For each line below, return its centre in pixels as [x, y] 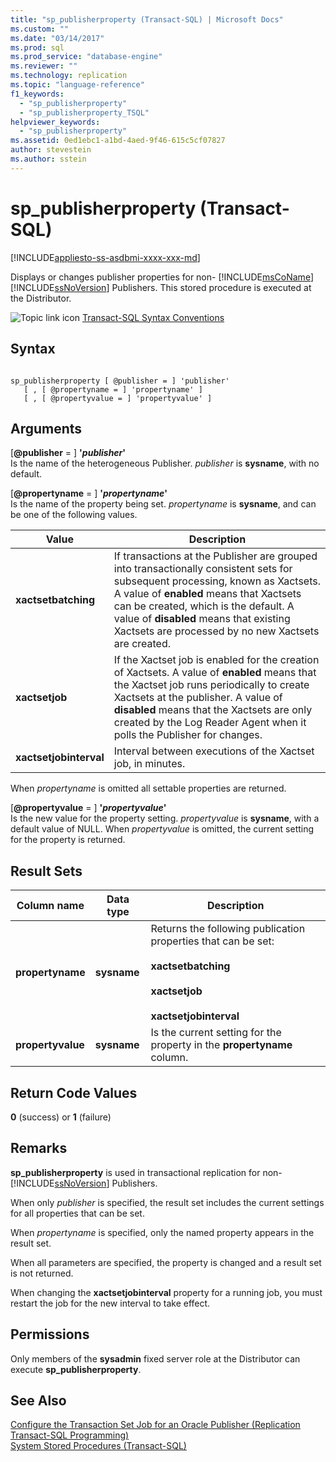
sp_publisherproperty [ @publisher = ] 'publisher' [120, 381]
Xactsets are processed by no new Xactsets [216, 631]
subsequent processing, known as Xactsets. [217, 581]
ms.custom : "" [40, 29]
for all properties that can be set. [77, 1213]
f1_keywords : [37, 94]
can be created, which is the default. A [204, 606]
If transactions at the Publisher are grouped [215, 556]
